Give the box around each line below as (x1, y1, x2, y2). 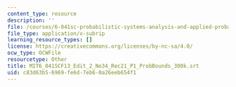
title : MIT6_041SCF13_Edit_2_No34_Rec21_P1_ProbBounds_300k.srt (7, 62, 199, 69)
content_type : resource (7, 10, 77, 18)
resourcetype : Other (7, 56, 68, 63)
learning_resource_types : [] (7, 36, 93, 43)
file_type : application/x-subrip (7, 29, 105, 37)
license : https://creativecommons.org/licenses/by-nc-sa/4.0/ (7, 43, 193, 50)
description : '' (7, 17, 55, 24)
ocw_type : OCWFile (7, 50, 61, 57)
